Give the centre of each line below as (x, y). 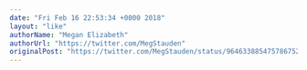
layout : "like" (38, 26)
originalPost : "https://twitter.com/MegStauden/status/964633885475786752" (157, 52)
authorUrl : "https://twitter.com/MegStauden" (97, 43)
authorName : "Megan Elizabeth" (69, 35)
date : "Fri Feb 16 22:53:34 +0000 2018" (88, 18)
